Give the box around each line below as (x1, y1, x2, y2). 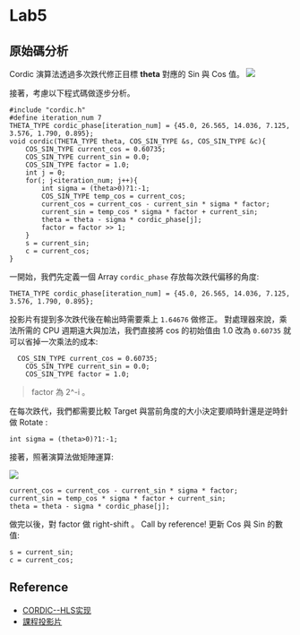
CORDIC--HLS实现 (21, 605, 92, 615)
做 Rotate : (9, 417, 48, 427)
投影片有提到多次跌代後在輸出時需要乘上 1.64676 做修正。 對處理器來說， (9, 314, 279, 324)
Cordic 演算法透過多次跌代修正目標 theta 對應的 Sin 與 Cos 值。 (9, 69, 244, 79)
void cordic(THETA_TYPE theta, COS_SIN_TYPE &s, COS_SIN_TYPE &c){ (9, 137, 267, 146)
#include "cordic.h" (9, 106, 87, 115)
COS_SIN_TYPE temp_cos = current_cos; (41, 192, 186, 201)
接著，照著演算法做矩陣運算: (9, 451, 115, 462)
